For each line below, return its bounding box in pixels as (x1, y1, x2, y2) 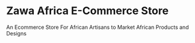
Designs (6, 29, 27, 37)
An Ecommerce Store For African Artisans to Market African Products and (6, 24, 189, 31)
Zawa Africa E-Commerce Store (6, 4, 169, 18)
